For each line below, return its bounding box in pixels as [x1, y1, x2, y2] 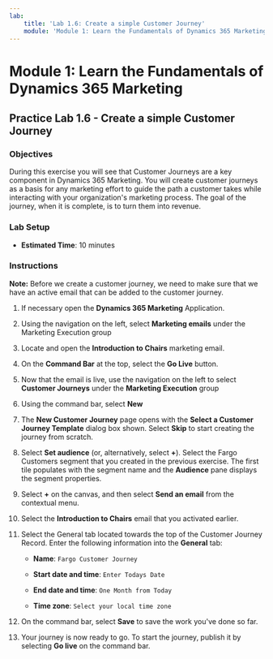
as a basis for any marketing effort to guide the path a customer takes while [9, 184, 262, 194]
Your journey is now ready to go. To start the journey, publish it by [20, 632, 241, 642]
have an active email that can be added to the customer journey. [9, 287, 224, 297]
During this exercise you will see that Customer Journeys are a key [9, 167, 232, 177]
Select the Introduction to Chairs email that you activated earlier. [20, 513, 239, 523]
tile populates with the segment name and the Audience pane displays [20, 464, 258, 475]
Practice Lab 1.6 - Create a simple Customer [9, 111, 236, 125]
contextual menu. [20, 497, 79, 507]
